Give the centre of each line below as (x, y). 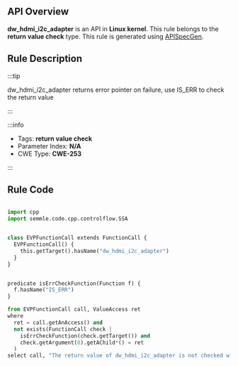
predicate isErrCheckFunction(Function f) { (74, 284)
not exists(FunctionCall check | (63, 329)
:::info (16, 124)
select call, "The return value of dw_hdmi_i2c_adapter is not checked (115, 356)
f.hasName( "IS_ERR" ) (44, 290)
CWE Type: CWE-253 (50, 154)
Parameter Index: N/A (49, 146)
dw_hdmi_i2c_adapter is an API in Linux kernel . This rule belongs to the (113, 28)
